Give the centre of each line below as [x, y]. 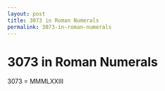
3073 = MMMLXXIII [35, 81]
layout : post [26, 14]
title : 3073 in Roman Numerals [53, 20]
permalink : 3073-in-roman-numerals [60, 27]
